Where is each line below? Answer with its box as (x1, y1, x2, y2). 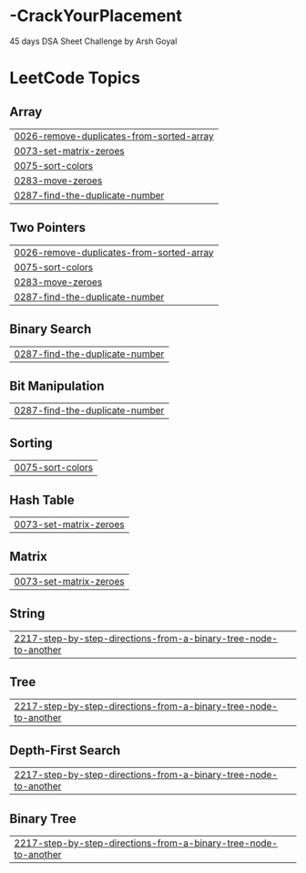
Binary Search (9, 321, 92, 338)
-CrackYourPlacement (9, 5, 182, 26)
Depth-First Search (9, 743, 121, 758)
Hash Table (9, 492, 75, 507)
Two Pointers (9, 220, 87, 235)
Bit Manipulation (9, 378, 105, 393)
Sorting (9, 435, 53, 451)
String (9, 606, 46, 621)
